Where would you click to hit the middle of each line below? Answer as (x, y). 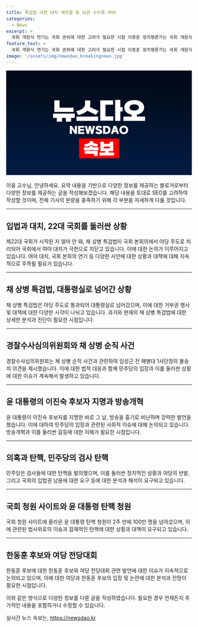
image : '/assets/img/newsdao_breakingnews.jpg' (66, 56)
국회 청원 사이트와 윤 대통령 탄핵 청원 (69, 506)
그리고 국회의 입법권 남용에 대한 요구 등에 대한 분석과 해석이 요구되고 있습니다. (96, 480)
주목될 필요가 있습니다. (48, 264)
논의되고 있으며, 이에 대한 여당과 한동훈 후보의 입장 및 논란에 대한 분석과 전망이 (96, 578)
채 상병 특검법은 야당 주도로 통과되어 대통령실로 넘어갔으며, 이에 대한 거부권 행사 (98, 305)
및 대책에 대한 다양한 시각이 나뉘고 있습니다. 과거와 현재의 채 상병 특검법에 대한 (96, 312)
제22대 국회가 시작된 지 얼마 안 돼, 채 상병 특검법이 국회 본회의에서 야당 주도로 (95, 242)
